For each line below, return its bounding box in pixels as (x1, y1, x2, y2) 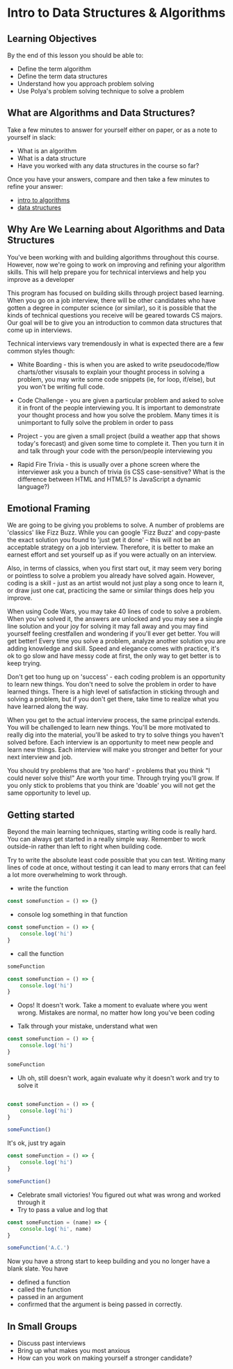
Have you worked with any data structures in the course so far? (17, 161, 200, 170)
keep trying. (7, 659, 42, 668)
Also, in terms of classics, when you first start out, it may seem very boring (7, 564, 222, 573)
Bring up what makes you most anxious (17, 1347, 131, 1355)
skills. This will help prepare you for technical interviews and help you (7, 267, 207, 276)
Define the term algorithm (17, 65, 92, 73)
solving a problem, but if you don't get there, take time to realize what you (7, 695, 219, 703)
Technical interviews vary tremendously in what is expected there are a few (7, 339, 224, 347)
